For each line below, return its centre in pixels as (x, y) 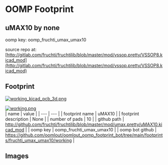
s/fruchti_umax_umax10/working (38, 140)
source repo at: (21, 49)
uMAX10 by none (32, 28)
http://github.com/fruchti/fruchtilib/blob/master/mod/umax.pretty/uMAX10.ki (84, 124)
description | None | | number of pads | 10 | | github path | (64, 119)
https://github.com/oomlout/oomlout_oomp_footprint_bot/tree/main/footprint (84, 135)
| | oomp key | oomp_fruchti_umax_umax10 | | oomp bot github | (91, 129)
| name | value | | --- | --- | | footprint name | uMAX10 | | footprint (72, 113)
